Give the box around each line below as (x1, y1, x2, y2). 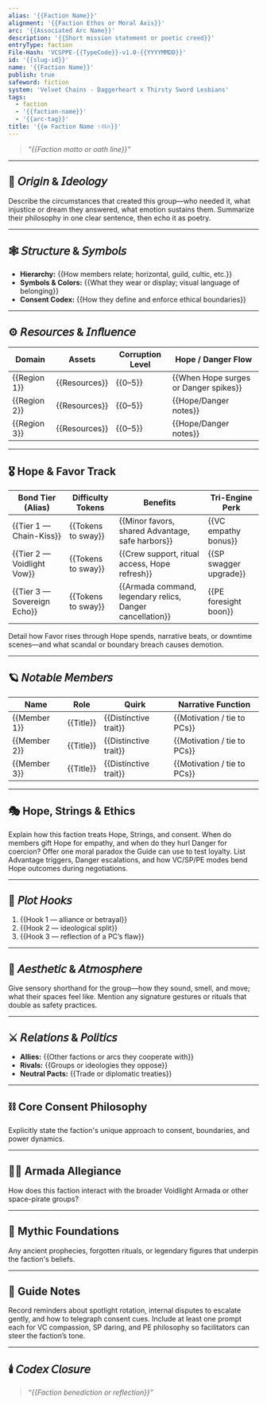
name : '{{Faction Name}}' (8, 64, 94, 72)
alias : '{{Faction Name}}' (8, 11, 98, 20)
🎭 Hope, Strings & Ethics (8, 804, 136, 818)
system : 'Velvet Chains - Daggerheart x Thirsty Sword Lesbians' (8, 85, 229, 94)
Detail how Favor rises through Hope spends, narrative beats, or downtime (8, 632, 253, 640)
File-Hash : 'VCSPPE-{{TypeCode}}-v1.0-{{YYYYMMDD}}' (8, 49, 187, 56)
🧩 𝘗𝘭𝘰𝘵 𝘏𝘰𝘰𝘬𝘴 (8, 894, 72, 908)
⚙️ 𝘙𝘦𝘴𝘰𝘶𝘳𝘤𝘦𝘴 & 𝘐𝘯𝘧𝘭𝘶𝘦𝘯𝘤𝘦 (8, 325, 137, 339)
